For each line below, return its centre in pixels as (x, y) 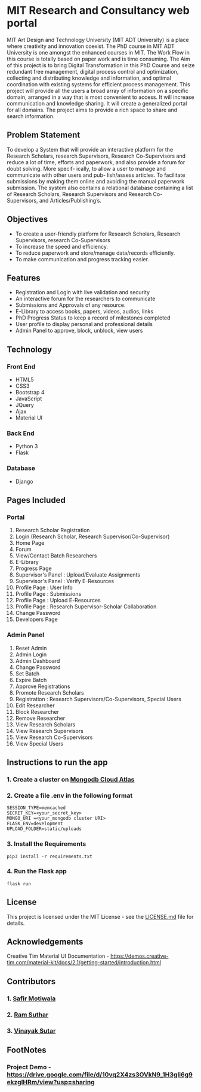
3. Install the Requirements (47, 844)
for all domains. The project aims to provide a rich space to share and (92, 110)
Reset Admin (31, 648)
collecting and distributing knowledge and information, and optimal (89, 78)
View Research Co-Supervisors (54, 737)
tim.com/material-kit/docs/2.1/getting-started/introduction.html (84, 963)
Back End (21, 433)
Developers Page (37, 619)
